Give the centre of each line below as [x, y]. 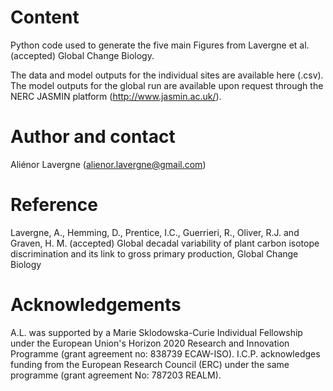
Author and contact [93, 137]
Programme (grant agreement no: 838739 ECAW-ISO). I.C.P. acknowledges [165, 353]
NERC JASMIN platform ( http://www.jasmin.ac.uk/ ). [116, 96]
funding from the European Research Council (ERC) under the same [150, 364]
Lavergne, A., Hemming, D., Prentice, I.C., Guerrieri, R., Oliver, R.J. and [155, 232]
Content [45, 17]
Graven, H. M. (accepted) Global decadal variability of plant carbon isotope [165, 243]
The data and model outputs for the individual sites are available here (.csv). [167, 75]
